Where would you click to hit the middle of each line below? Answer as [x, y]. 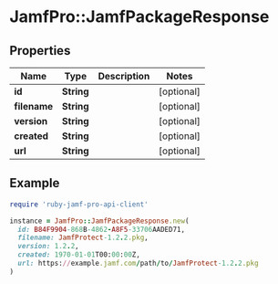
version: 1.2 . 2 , [48, 247]
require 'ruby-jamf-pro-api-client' [79, 204]
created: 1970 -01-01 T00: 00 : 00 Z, [79, 255]
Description [124, 76]
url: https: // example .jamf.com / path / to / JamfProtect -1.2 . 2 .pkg [138, 263]
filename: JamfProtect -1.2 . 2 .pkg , [83, 238]
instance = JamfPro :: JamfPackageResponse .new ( [99, 221]
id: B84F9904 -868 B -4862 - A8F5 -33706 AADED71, [101, 229]
